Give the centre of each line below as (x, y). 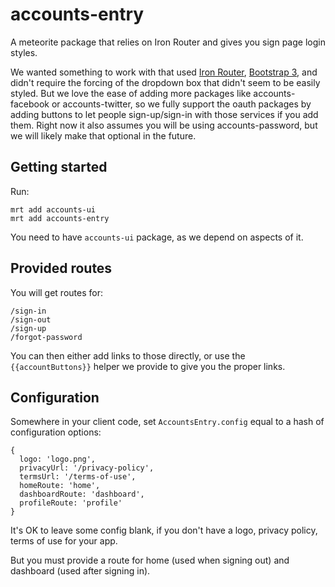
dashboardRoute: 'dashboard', (82, 494)
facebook (30, 104)
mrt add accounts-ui (53, 209)
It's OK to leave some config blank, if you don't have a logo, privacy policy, (164, 530)
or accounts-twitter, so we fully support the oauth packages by (181, 104)
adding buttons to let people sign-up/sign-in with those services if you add (164, 114)
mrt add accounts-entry (60, 218)
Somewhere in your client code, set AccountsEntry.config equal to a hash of (167, 422)
